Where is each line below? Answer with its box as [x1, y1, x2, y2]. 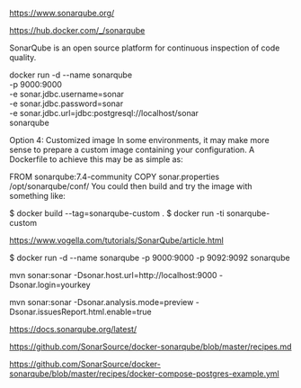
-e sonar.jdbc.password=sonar [9, 98, 124, 109]
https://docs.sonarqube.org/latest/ [9, 324, 137, 334]
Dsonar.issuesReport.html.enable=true [9, 306, 153, 317]
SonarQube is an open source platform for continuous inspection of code [9, 42, 280, 53]
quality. [9, 52, 37, 62]
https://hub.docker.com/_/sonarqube [9, 25, 146, 35]
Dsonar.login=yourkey [9, 279, 92, 290]
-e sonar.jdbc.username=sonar [9, 89, 124, 99]
